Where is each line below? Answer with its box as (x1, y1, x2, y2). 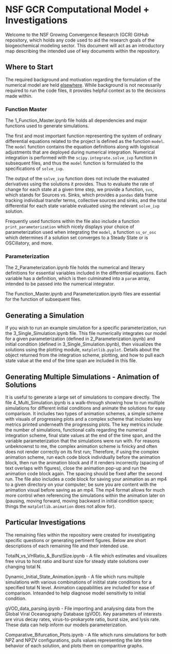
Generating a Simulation (5, 311, 85, 320)
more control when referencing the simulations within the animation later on (5, 492, 165, 498)
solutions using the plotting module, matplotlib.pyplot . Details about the (5, 347, 160, 353)
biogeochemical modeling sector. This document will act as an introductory (5, 42, 165, 48)
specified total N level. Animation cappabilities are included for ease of (5, 584, 155, 590)
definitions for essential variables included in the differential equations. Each (5, 270, 167, 276)
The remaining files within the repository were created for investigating (5, 532, 156, 538)
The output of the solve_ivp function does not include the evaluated (5, 176, 150, 182)
